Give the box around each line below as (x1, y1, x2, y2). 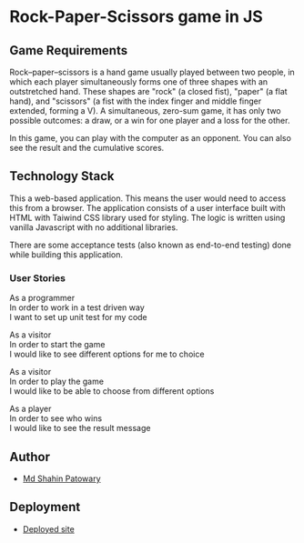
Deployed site (22, 523, 75, 534)
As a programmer (9, 293, 76, 304)
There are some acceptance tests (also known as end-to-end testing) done (9, 239, 291, 250)
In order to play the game (9, 376, 105, 387)
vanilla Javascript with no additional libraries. (9, 221, 178, 233)
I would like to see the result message (9, 423, 151, 434)
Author (9, 448, 50, 465)
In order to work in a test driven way (9, 302, 146, 313)
